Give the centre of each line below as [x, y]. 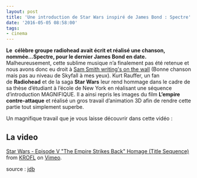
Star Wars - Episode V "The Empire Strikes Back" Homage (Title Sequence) [98, 151]
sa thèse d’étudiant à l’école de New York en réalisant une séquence [89, 88]
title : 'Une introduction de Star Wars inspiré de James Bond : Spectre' [99, 17]
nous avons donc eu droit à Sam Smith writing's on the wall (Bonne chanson [99, 69]
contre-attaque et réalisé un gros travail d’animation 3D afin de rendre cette [99, 101]
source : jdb [21, 169]
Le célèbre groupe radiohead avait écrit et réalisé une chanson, [86, 50]
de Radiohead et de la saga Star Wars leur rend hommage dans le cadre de [98, 82]
